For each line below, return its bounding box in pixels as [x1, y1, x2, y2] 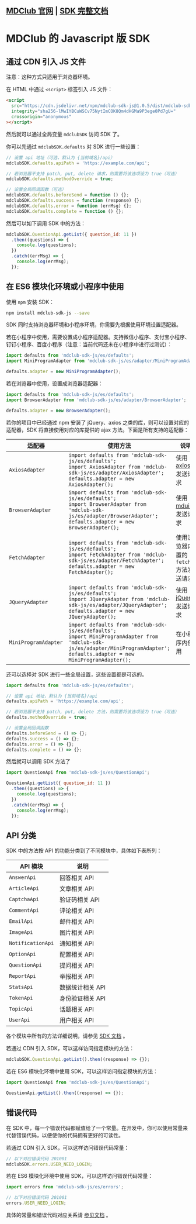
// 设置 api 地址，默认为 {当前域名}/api [6, 693, 98, 699]
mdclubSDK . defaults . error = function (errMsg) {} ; [6, 203, 132, 209]
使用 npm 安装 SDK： [6, 298, 54, 305]
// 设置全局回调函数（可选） [6, 187, 66, 192]
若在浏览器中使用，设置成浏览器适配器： [6, 380, 103, 387]
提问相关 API [59, 961, 94, 970]
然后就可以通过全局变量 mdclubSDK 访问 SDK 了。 [6, 130, 123, 137]
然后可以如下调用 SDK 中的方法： [6, 219, 86, 227]
